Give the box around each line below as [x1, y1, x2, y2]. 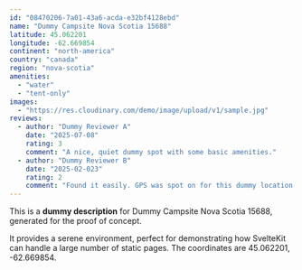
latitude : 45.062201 [9, 30, 88, 39]
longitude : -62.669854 [9, 38, 95, 48]
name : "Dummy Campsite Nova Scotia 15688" [9, 22, 172, 31]
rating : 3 [25, 139, 63, 148]
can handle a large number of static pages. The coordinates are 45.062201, [9, 243, 291, 254]
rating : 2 [25, 172, 63, 182]
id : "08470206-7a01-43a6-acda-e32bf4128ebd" [9, 13, 180, 23]
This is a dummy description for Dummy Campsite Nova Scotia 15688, [9, 206, 273, 217]
